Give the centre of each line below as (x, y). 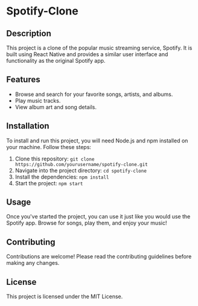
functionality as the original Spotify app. (56, 61)
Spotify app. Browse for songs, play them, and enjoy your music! (87, 223)
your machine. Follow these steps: (49, 147)
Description (29, 33)
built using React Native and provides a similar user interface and (87, 54)
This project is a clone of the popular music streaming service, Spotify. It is (99, 48)
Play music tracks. (38, 100)
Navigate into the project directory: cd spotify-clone (81, 170)
